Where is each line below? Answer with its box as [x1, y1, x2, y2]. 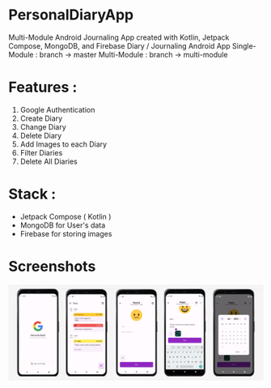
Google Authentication [19, 104, 95, 114]
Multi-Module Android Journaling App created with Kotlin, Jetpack [8, 32, 230, 42]
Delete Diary [19, 130, 62, 140]
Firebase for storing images [19, 228, 112, 238]
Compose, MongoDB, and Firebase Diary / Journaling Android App [8, 41, 231, 50]
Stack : [8, 185, 57, 203]
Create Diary [19, 113, 63, 123]
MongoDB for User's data [19, 220, 106, 230]
